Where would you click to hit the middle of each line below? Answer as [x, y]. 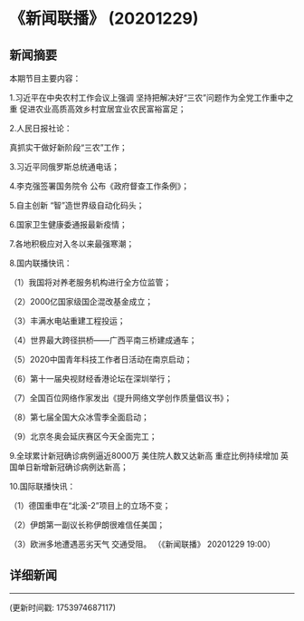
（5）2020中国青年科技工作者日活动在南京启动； [101, 359]
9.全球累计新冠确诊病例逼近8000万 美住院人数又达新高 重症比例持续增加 [144, 456]
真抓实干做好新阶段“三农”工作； [69, 147]
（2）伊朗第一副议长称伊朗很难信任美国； [87, 525]
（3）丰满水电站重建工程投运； [67, 321]
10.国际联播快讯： [43, 486]
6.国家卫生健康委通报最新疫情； [69, 224]
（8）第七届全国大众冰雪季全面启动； [79, 417]
